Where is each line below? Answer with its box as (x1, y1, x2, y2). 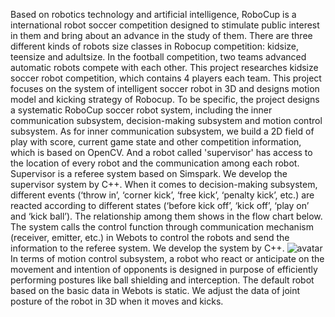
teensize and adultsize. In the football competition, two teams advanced (10, 51, 307, 63)
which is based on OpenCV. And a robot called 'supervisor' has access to (10, 147, 313, 158)
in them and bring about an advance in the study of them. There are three (10, 30, 313, 41)
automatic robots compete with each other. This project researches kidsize (10, 62, 319, 73)
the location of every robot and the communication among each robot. (10, 157, 300, 169)
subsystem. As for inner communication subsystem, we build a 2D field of (10, 125, 315, 137)
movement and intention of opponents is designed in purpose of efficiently (10, 264, 318, 275)
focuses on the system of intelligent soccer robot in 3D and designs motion (10, 83, 320, 94)
